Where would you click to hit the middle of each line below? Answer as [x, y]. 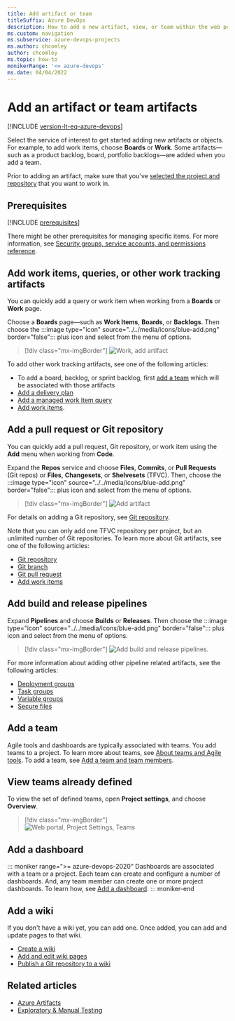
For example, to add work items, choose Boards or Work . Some [99, 147]
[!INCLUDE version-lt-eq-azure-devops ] [65, 126]
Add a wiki [30, 910]
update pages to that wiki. [45, 935]
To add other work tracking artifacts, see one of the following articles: [108, 364]
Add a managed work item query [65, 400]
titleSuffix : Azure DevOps [47, 20]
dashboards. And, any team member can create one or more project [105, 881]
